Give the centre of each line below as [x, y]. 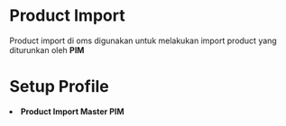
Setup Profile [60, 87]
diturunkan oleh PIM [47, 49]
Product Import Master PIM [73, 111]
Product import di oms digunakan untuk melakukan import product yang [143, 40]
